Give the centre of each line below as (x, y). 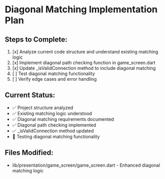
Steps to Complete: (36, 39)
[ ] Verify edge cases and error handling (54, 79)
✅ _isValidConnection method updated (53, 131)
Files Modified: (29, 153)
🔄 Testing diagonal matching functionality (56, 136)
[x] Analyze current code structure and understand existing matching (85, 52)
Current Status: (30, 95)
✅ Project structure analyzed (43, 108)
